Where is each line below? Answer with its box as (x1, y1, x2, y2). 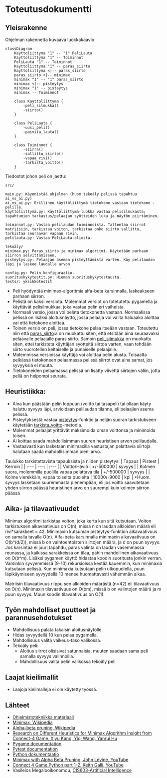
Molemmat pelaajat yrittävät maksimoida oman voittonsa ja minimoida (12, 427, 156, 433)
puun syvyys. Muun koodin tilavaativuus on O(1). (5, 591, 105, 597)
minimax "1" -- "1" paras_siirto (14, 77, 84, 82)
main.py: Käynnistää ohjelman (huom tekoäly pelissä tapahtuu (5, 191, 137, 196)
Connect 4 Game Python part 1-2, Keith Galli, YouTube (12, 762, 124, 768)
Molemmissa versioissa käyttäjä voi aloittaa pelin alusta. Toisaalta (12, 351, 147, 357)
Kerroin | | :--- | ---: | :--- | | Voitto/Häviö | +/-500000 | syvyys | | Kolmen (5, 463, 156, 469)
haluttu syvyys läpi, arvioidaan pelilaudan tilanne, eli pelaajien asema (12, 406, 154, 412)
